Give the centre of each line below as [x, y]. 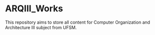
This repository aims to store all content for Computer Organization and [78, 22]
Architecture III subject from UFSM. [41, 27]
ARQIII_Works [34, 9]
